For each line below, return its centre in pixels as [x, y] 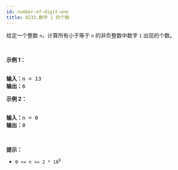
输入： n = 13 [24, 78]
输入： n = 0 [22, 117]
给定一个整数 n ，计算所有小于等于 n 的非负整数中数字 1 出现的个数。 [91, 35]
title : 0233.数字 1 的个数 [38, 17]
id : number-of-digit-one [37, 12]
